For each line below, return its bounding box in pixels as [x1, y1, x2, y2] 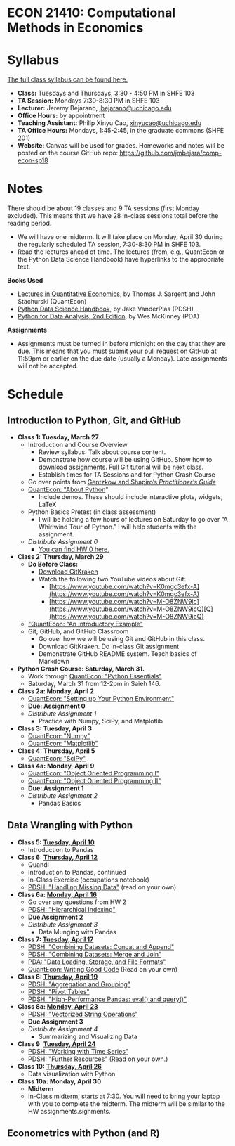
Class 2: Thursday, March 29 [17, 553, 104, 561]
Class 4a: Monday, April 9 [17, 761, 95, 771]
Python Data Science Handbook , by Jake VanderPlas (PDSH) [17, 304, 194, 314]
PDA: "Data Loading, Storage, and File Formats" [27, 958, 166, 966]
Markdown [38, 657, 70, 666]
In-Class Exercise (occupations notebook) [27, 875, 149, 884]
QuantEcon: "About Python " [27, 485, 109, 494]
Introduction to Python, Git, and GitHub [7, 414, 181, 426]
